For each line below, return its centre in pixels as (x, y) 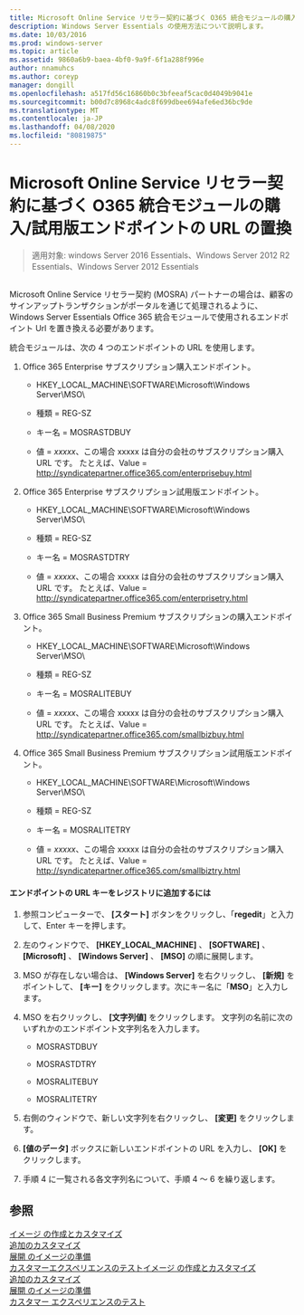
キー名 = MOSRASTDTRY (83, 557)
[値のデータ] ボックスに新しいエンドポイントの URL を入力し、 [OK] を (155, 1148)
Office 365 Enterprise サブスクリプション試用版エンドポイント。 (143, 492)
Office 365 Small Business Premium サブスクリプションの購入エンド (150, 617)
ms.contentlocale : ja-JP (56, 119)
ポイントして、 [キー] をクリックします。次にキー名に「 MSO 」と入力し (155, 986)
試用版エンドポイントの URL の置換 (161, 229)
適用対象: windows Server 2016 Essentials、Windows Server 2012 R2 (161, 255)
